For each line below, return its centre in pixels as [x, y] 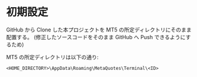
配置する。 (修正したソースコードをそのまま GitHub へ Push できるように [96, 37]
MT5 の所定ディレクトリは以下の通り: [52, 57]
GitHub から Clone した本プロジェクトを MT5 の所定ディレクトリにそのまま [99, 30]
